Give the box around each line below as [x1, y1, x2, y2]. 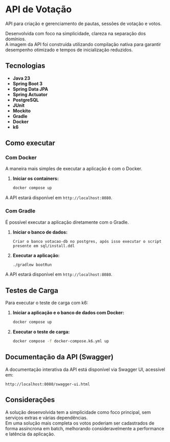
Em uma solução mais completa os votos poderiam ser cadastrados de [5, 420, 155, 426]
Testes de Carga [5, 286, 59, 295]
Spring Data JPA [12, 86, 48, 92]
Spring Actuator [12, 91, 47, 98]
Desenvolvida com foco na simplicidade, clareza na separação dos [5, 30, 146, 36]
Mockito [12, 107, 31, 113]
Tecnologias [5, 61, 45, 70]
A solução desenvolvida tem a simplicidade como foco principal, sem [5, 409, 151, 415]
